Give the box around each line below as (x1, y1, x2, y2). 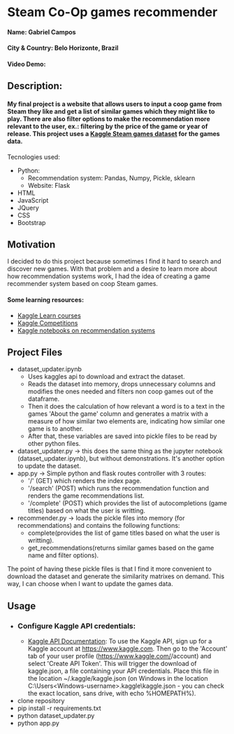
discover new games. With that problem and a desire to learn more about (7, 264, 218, 273)
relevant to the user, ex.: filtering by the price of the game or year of (7, 122, 208, 130)
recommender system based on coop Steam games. (7, 280, 159, 288)
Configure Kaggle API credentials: (17, 621, 136, 631)
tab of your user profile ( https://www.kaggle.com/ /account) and (27, 652, 212, 660)
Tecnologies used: (7, 152, 61, 161)
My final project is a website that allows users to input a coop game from (7, 100, 222, 108)
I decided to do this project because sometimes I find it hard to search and (7, 257, 221, 266)
